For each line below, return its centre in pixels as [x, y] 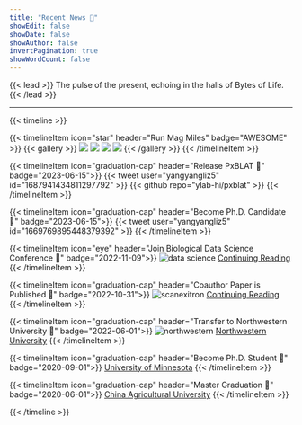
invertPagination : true [54, 51]
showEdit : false [40, 26]
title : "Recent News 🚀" [54, 18]
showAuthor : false [44, 43]
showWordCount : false [50, 59]
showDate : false [40, 34]
